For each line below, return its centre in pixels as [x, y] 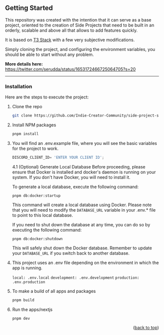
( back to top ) [146, 328]
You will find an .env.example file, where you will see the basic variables [84, 143]
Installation [19, 86]
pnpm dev [21, 318]
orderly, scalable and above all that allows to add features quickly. [72, 30]
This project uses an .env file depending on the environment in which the [85, 263]
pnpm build [23, 300]
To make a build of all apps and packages [54, 291]
